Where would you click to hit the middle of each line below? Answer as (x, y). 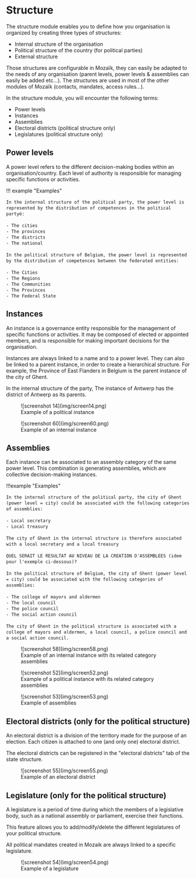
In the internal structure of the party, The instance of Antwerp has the (90, 388)
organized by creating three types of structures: (64, 32)
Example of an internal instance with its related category (89, 655)
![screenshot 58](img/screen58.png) (65, 649)
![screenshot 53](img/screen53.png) (65, 697)
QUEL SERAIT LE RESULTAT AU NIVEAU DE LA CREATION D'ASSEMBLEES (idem (94, 556)
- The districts (26, 237)
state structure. (25, 760)
